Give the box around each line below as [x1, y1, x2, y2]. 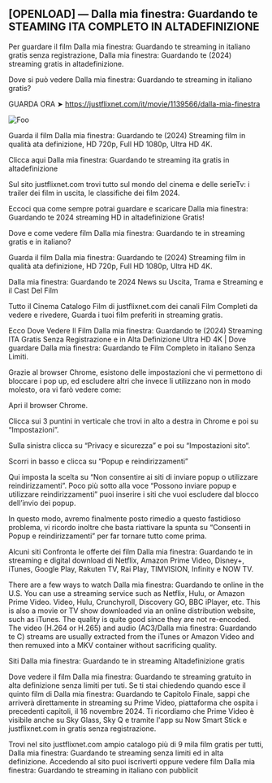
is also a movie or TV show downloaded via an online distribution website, [8, 606, 256, 616]
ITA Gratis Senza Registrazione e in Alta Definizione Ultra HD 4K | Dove [8, 334, 246, 344]
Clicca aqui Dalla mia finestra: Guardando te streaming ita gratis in [8, 154, 230, 164]
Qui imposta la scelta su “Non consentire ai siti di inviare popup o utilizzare [8, 472, 258, 481]
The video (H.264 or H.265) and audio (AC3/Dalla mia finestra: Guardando [8, 623, 257, 633]
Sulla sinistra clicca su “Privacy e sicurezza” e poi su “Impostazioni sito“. [8, 440, 250, 450]
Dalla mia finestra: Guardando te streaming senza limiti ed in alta [8, 748, 224, 758]
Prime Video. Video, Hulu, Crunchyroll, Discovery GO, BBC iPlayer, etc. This [8, 597, 261, 607]
